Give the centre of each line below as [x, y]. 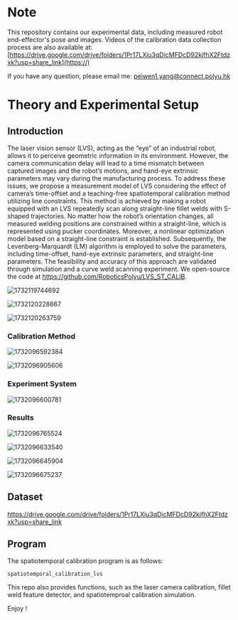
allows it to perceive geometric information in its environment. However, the [118, 155]
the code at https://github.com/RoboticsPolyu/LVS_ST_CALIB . [97, 276]
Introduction [36, 131]
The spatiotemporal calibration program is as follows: [85, 561]
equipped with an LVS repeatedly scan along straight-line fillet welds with [115, 208]
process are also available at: [50, 47]
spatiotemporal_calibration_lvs [55, 574]
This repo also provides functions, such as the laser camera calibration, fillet [119, 587]
